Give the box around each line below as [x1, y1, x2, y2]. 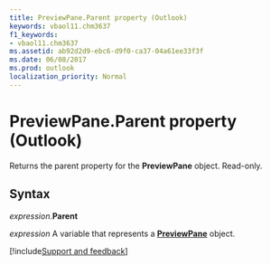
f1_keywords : [9, 30, 59, 39]
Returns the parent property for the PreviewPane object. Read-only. [9, 160, 263, 171]
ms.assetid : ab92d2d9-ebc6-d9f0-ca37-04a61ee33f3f [9, 47, 204, 56]
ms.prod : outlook [9, 64, 75, 73]
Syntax [9, 186, 51, 202]
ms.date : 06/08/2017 [9, 55, 88, 64]
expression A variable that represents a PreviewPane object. [9, 228, 236, 239]
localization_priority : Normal [9, 72, 127, 81]
